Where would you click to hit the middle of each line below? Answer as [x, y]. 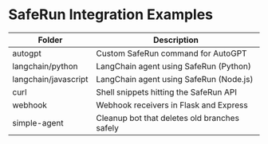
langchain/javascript [50, 79]
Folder [50, 40]
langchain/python [45, 66]
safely [108, 127]
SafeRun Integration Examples [111, 15]
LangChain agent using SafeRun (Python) [173, 66]
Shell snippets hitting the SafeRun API [167, 91]
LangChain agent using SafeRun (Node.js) [175, 79]
